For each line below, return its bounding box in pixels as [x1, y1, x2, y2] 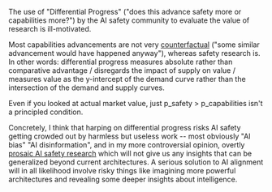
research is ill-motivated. [8, 24, 92, 33]
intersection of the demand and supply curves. [8, 83, 165, 92]
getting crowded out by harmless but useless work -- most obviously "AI [8, 131, 251, 141]
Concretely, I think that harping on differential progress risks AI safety [8, 123, 241, 132]
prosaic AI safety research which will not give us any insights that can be [8, 149, 253, 158]
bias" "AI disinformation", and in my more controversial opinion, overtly [8, 140, 245, 149]
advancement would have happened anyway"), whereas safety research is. [8, 49, 261, 58]
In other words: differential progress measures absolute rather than [8, 57, 233, 66]
